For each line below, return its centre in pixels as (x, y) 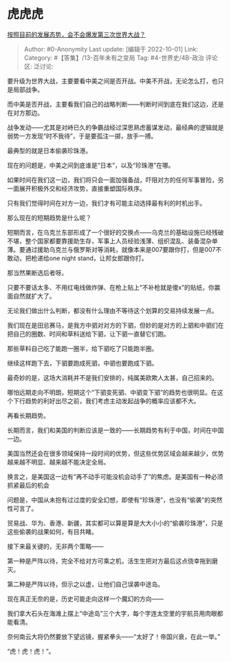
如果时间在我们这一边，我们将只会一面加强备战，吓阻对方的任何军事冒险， (112, 180)
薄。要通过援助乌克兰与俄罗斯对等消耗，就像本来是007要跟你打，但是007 (111, 249)
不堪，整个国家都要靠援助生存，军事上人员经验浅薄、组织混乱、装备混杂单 (112, 241)
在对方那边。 (25, 113)
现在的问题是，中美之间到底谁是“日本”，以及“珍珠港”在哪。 (91, 165)
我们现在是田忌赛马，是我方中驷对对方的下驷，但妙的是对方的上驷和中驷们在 (115, 325)
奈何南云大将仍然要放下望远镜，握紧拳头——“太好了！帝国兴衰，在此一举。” (114, 637)
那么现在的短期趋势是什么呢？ (49, 217)
